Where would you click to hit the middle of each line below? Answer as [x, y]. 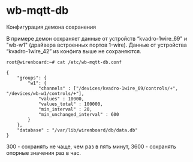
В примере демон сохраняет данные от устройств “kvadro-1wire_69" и [97, 38]
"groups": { [32, 78]
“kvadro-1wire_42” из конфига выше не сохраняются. [74, 51]
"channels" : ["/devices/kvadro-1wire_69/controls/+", [108, 88]
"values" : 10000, [61, 99]
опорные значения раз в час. [43, 152]
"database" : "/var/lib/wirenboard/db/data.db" [77, 130]
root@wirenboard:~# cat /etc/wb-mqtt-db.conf [64, 62]
